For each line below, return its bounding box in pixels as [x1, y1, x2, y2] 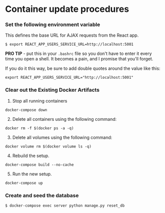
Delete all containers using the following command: [12, 116, 117, 122]
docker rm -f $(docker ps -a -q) [5, 125, 74, 131]
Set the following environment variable [5, 21, 100, 28]
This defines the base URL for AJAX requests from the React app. [5, 32, 139, 38]
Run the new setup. [12, 171, 52, 177]
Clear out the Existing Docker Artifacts [5, 87, 100, 94]
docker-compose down [5, 107, 48, 112]
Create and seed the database [5, 192, 79, 199]
